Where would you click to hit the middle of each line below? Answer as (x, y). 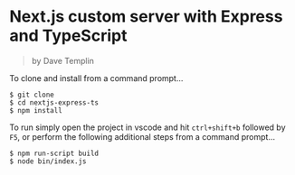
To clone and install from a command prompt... (96, 78)
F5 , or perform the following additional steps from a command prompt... (143, 136)
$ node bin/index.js (48, 161)
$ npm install (36, 110)
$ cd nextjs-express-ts (54, 102)
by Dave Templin (63, 60)
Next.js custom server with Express (146, 17)
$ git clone (32, 95)
